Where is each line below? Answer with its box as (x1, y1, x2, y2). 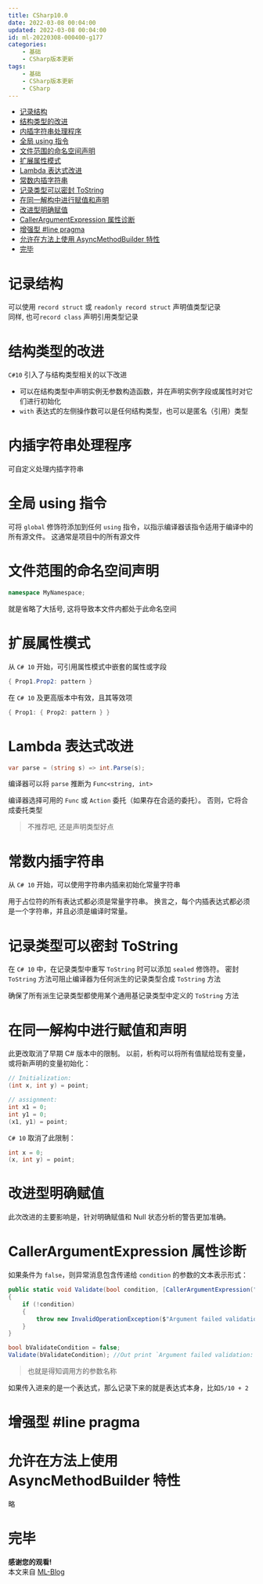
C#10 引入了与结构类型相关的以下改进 (8, 370, 128, 379)
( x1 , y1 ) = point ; (8, 1118, 68, 1125)
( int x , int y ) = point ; (8, 1081, 89, 1090)
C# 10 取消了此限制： (8, 1132, 76, 1143)
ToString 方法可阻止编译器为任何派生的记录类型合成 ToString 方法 (8, 975, 222, 984)
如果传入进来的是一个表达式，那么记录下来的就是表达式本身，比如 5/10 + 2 (8, 1383, 249, 1392)
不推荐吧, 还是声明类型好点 (27, 822, 114, 832)
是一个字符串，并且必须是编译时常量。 (8, 906, 131, 916)
